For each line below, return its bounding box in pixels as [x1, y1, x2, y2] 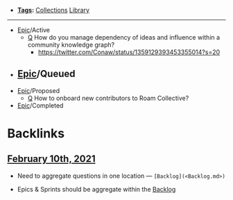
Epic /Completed [17, 101, 64, 110]
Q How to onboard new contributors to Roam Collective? [27, 94, 189, 102]
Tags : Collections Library [17, 6, 90, 14]
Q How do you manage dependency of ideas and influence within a [27, 33, 221, 41]
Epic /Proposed [17, 86, 60, 94]
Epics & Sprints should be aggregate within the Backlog [17, 185, 176, 193]
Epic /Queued [17, 68, 76, 80]
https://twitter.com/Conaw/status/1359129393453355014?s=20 [37, 48, 221, 56]
